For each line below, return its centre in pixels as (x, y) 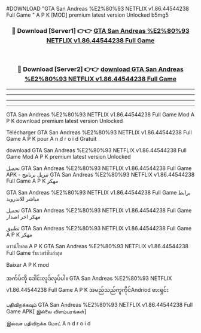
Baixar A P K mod (28, 264)
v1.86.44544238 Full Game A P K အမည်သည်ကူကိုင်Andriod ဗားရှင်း (87, 289)
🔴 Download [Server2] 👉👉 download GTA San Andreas (100, 69)
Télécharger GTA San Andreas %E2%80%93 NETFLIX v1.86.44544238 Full (99, 132)
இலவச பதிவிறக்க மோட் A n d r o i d (48, 323)
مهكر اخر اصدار (23, 217)
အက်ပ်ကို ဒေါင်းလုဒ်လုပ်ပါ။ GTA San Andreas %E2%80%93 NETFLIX (89, 278)
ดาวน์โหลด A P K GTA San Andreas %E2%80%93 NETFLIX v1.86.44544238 (98, 246)
